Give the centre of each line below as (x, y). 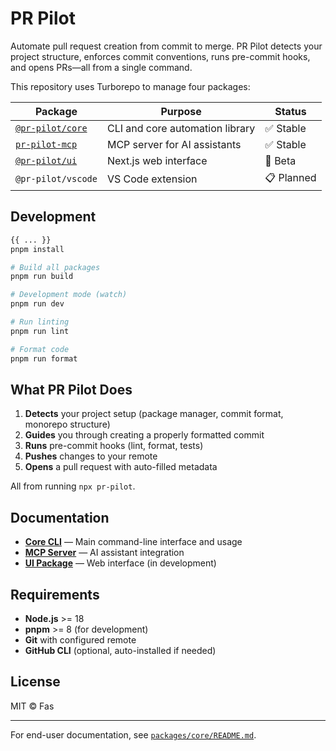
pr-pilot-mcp (46, 144)
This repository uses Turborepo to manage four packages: (130, 86)
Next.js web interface (157, 160)
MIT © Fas (32, 706)
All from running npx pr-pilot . (73, 486)
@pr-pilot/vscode (56, 179)
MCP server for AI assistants (174, 144)
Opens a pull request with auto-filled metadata (121, 467)
